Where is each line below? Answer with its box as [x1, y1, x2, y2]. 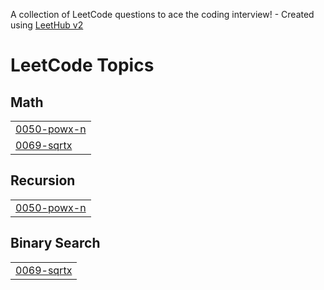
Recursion [10, 172, 76, 189]
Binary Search [10, 235, 101, 252]
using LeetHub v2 [10, 19, 84, 31]
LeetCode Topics [10, 54, 155, 77]
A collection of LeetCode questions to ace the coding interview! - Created [10, 9, 315, 20]
